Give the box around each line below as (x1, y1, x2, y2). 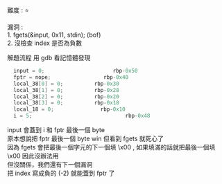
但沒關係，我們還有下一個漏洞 (7, 160, 92, 168)
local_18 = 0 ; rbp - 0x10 (13, 106, 126, 113)
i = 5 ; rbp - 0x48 (13, 113, 151, 120)
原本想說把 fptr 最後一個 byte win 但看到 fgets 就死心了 (7, 134, 164, 142)
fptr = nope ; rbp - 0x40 (13, 73, 129, 81)
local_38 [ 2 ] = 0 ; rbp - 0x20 (13, 93, 119, 100)
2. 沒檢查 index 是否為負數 (7, 39, 83, 47)
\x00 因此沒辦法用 (7, 151, 59, 160)
